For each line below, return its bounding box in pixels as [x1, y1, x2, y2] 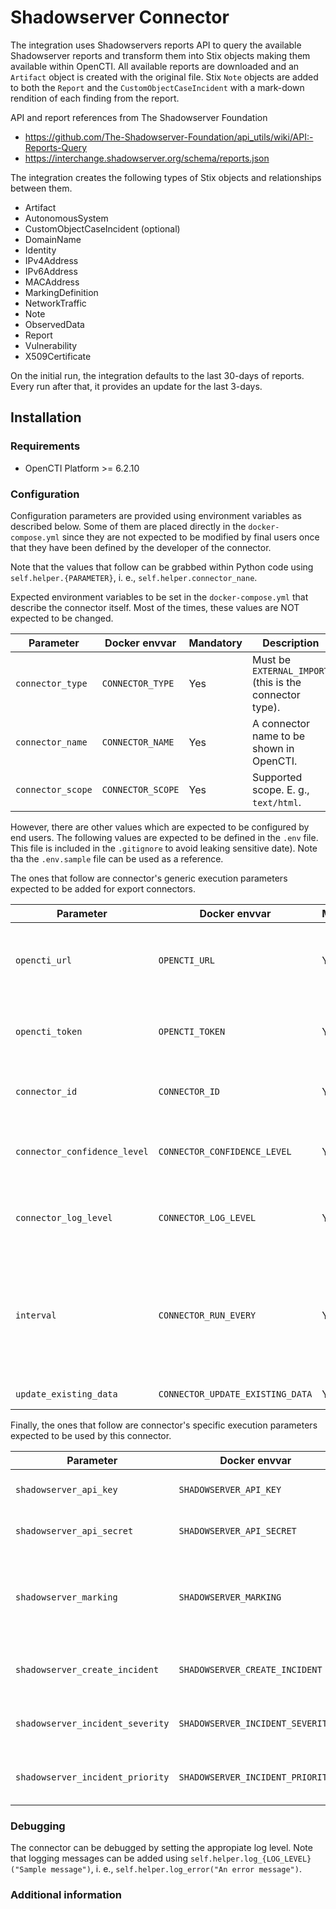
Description [262, 636, 320, 650]
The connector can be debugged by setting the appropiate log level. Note [10, 1842, 313, 1854]
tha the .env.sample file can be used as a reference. [10, 852, 224, 865]
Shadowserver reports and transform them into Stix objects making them [10, 49, 311, 61]
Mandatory [188, 636, 243, 650]
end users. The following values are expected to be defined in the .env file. [10, 831, 319, 843]
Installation [10, 409, 82, 426]
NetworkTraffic [24, 297, 87, 309]
